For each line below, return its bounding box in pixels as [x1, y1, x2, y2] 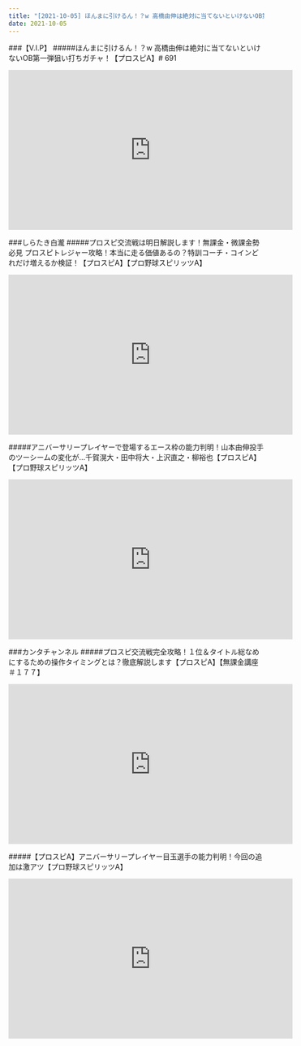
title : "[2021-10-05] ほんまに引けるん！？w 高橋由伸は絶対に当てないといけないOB [8, 11, 263, 20]
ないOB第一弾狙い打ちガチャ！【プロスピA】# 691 [8, 53, 177, 63]
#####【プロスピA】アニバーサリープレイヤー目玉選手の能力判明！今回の [8, 851, 256, 862]
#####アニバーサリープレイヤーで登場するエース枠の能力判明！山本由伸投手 [8, 442, 264, 452]
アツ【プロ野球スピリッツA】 [29, 862, 127, 871]
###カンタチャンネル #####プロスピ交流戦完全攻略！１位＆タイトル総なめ [8, 647, 260, 657]
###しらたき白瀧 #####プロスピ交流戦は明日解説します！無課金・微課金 [8, 237, 253, 247]
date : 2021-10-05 [8, 20, 67, 28]
